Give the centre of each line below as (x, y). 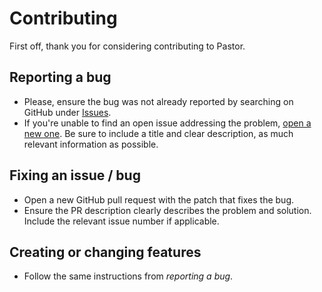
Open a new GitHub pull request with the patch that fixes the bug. (159, 199)
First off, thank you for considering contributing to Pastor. (127, 46)
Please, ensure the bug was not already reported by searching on (158, 101)
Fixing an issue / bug (75, 175)
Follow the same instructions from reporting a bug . (128, 276)
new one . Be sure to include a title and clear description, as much (158, 133)
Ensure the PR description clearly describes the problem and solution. (167, 210)
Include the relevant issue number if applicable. (121, 221)
